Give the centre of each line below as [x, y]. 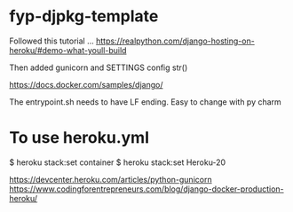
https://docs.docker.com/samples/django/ [86, 84]
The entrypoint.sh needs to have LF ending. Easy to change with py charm [145, 102]
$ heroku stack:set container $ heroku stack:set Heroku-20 [118, 162]
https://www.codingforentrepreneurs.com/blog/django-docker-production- [146, 189]
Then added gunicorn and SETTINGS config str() [99, 67]
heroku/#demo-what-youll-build [68, 50]
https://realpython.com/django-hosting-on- [175, 41]
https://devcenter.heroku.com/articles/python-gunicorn [111, 179]
